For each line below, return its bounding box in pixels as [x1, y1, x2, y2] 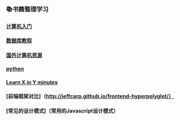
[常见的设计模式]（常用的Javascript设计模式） [6, 107, 119, 115]
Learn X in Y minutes [6, 78, 58, 85]
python [6, 66, 25, 73]
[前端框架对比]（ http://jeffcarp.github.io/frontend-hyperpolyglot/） [6, 92, 174, 100]
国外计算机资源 [6, 52, 42, 59]
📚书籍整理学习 [6, 5, 49, 13]
